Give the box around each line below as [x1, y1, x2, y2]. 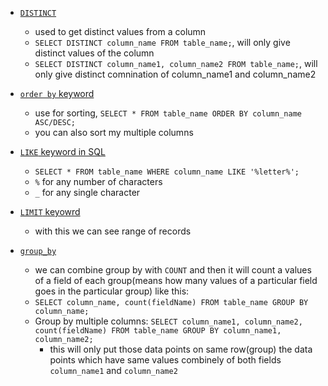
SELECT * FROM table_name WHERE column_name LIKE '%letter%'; [34, 167, 300, 177]
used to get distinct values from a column [34, 26, 207, 37]
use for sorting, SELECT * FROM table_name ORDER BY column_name [34, 107, 302, 119]
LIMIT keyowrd [19, 206, 81, 217]
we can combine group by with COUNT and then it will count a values [34, 264, 312, 276]
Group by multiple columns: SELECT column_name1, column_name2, [34, 315, 303, 327]
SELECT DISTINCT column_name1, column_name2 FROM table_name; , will [34, 58, 318, 69]
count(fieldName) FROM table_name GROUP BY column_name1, [34, 326, 282, 336]
